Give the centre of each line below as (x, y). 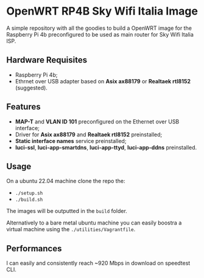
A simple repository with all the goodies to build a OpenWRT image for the (99, 28)
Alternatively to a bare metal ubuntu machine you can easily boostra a (94, 223)
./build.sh (29, 200)
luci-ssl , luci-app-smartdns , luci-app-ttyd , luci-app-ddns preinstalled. (106, 147)
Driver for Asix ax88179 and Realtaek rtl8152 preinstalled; (89, 134)
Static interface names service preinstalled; (71, 141)
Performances (34, 248)
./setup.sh (29, 193)
